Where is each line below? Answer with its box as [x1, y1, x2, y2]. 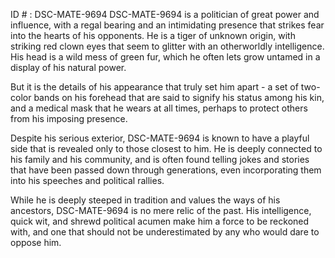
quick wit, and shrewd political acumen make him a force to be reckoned [10, 215, 310, 227]
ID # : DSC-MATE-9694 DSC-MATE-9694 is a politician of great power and [10, 9, 320, 20]
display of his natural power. [10, 62, 127, 73]
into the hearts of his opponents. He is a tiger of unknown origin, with [10, 30, 296, 41]
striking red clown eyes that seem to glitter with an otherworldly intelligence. [10, 40, 325, 52]
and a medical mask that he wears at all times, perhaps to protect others [10, 102, 308, 114]
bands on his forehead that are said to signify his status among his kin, [33, 92, 325, 103]
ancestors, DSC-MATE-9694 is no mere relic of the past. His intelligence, [10, 205, 312, 216]
